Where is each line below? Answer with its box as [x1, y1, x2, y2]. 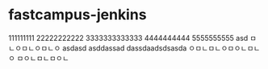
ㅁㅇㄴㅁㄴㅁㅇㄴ [16, 53, 69, 63]
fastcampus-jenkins [8, 6, 147, 24]
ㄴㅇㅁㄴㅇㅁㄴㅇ [8, 43, 61, 53]
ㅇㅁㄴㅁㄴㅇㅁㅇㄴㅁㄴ [188, 43, 261, 53]
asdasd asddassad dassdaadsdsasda [61, 43, 187, 53]
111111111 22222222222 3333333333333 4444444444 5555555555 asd [8, 33, 249, 43]
